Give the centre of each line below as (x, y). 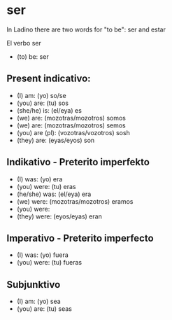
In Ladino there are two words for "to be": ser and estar (86, 29)
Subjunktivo (34, 285)
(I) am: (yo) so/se (42, 95)
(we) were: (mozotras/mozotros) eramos (75, 201)
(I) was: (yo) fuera (43, 255)
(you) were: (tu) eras (46, 186)
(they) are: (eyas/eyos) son (56, 140)
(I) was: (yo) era (40, 179)
